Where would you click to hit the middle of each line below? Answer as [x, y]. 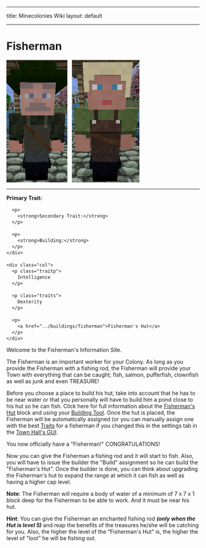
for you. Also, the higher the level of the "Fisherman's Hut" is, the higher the [102, 531]
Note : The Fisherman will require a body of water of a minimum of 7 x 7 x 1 [101, 494]
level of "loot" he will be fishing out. [51, 538]
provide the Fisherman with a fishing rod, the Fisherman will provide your [99, 368]
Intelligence [34, 277]
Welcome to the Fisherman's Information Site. [64, 350]
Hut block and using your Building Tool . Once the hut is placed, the [91, 412]
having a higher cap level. [39, 482]
